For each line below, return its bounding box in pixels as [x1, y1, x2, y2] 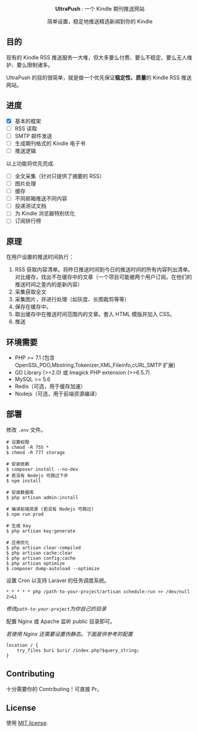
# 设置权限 [6, 439, 30, 445]
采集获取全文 [14, 288, 46, 296]
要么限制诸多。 [16, 61, 54, 68]
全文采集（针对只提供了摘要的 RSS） [14, 172, 105, 180]
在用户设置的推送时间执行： [6, 254, 74, 261]
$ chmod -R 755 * [6, 444, 49, 451]
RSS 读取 [14, 124, 37, 132]
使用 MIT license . [6, 720, 49, 727]
